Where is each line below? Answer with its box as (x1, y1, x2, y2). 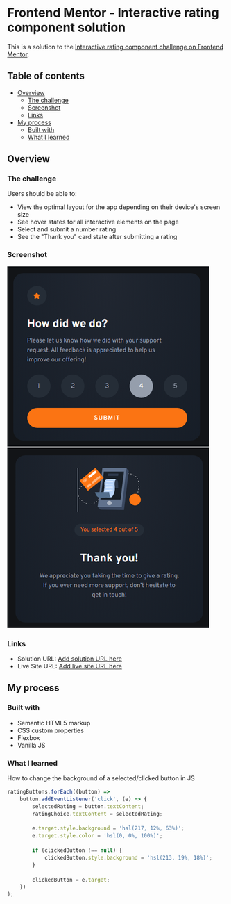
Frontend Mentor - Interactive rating (7, 5, 220, 21)
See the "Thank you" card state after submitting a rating (17, 233, 178, 241)
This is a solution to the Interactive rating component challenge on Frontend (7, 42, 224, 51)
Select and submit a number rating (17, 225, 117, 233)
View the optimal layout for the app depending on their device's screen (17, 203, 221, 211)
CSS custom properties (17, 726, 85, 734)
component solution (7, 19, 126, 35)
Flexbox (17, 733, 40, 741)
